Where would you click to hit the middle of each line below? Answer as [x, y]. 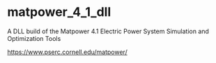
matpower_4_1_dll [59, 12]
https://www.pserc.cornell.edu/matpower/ [67, 52]
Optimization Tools [34, 38]
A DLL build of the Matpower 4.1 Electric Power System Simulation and [108, 31]
